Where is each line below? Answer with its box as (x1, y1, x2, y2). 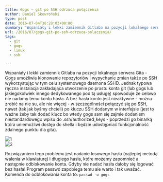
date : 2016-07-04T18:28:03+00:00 (5, 20, 73, 26)
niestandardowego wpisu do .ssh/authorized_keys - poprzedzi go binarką (5, 116, 152, 122)
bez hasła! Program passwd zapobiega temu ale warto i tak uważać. (5, 166, 142, 172)
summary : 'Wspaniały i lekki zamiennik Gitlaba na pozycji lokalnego (5, 25, 149, 30)
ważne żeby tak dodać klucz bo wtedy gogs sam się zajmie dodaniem (5, 111, 145, 117)
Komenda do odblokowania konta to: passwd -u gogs (5, 171, 110, 178)
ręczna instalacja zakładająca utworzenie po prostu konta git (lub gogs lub (5, 86, 154, 91)
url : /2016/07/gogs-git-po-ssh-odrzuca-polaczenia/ (5, 30, 112, 35)
